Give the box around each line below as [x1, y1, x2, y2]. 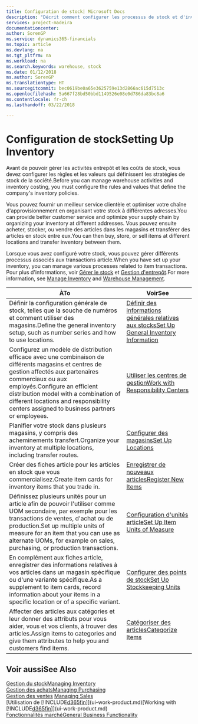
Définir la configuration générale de [9, 299, 107, 307]
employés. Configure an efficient [9, 382, 98, 391]
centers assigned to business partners [9, 405, 115, 413]
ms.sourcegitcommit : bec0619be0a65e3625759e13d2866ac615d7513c [6, 86, 165, 91]
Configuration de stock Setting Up [6, 132, 174, 146]
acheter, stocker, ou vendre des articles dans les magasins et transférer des [6, 226, 190, 233]
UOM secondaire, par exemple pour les [9, 507, 118, 515]
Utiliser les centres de [126, 371, 187, 379]
